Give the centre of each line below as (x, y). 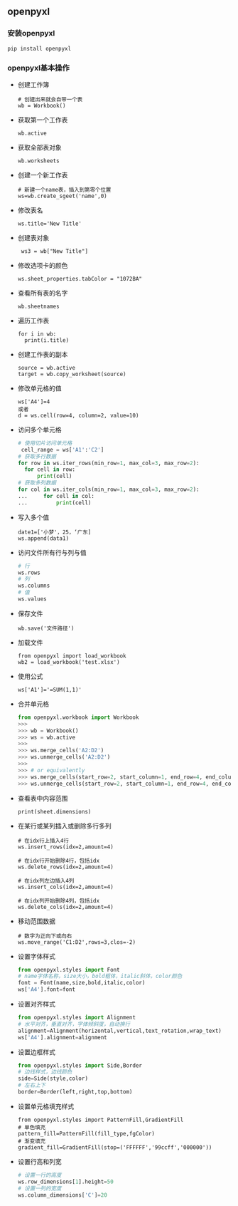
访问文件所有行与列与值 (52, 552)
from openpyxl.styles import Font (69, 970)
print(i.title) (47, 340)
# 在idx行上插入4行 (43, 841)
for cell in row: (50, 469)
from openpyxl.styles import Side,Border (80, 1065)
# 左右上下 (32, 1086)
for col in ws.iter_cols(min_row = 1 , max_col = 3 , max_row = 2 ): (108, 490)
